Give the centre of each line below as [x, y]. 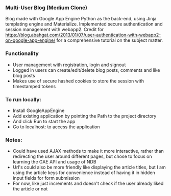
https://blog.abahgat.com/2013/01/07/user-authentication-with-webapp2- [83, 35]
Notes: [14, 140]
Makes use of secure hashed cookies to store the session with [78, 81]
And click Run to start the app [44, 121]
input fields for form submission [46, 178]
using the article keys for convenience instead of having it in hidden [84, 173]
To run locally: [23, 99]
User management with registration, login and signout [69, 65]
